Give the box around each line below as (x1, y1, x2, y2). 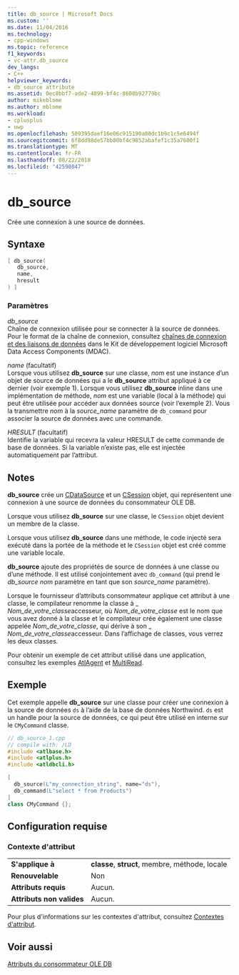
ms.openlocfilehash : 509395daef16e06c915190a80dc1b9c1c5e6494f (7, 130, 200, 137)
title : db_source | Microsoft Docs (7, 10, 113, 18)
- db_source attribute (7, 84, 75, 91)
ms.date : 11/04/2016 (7, 24, 69, 31)
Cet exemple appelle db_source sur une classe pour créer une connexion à (7, 698, 229, 706)
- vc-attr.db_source (7, 57, 69, 64)
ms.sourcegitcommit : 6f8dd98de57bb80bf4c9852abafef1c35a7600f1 (7, 136, 200, 144)
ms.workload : (7, 110, 46, 117)
